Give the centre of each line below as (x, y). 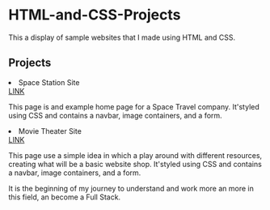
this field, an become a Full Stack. (65, 197)
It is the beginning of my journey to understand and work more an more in (131, 188)
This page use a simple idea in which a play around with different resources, (135, 155)
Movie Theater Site (51, 131)
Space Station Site (49, 82)
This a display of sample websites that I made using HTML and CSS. (122, 37)
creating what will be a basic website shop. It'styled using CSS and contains (135, 164)
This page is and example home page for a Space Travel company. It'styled (134, 106)
